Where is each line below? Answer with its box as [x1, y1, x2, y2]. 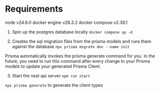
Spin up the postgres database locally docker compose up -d [12, 29, 133, 35]
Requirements [5, 3, 63, 15]
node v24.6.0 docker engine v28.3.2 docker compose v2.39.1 [5, 19, 128, 25]
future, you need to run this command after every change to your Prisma [5, 58, 150, 64]
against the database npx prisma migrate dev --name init [12, 43, 130, 49]
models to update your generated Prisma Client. [5, 63, 101, 69]
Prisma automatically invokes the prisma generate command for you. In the [5, 53, 156, 59]
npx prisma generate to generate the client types [5, 82, 103, 88]
